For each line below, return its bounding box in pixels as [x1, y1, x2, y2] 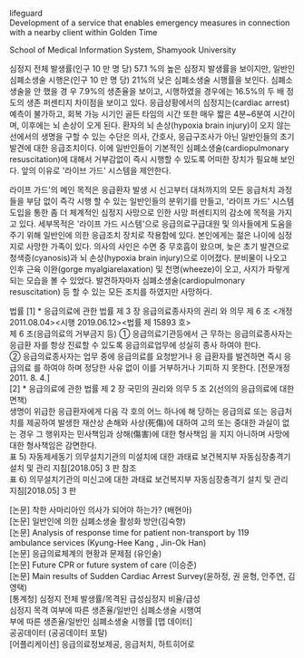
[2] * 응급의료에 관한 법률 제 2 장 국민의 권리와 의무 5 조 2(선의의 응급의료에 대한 [9, 383, 295, 393]
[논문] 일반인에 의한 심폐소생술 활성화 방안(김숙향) [9, 516, 186, 527]
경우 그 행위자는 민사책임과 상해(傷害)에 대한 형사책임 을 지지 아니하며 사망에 [18, 429, 290, 439]
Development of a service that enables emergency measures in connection [9, 17, 290, 28]
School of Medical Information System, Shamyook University [9, 44, 237, 55]
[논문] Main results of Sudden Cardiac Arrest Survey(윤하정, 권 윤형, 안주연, [9, 571, 286, 581]
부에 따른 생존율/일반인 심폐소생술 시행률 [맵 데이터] [9, 616, 193, 626]
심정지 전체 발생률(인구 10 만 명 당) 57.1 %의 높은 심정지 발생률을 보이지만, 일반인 [9, 63, 296, 73]
